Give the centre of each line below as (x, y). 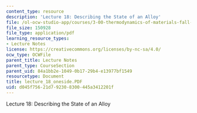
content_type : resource (35, 11)
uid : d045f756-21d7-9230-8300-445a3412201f (60, 87)
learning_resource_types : (38, 38)
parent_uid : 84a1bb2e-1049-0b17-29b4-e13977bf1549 (69, 71)
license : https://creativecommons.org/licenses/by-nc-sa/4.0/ (84, 50)
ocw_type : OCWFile (28, 55)
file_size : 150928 (28, 28)
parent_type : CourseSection (40, 66)
